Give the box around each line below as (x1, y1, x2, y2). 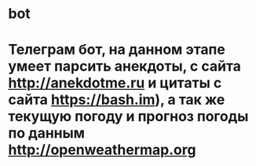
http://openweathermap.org (8, 141, 196, 159)
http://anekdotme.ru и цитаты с (8, 74, 222, 92)
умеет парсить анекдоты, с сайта (8, 57, 242, 76)
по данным (8, 124, 85, 142)
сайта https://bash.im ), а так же (8, 91, 225, 109)
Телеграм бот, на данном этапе (8, 41, 225, 59)
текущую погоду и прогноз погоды (8, 108, 249, 126)
